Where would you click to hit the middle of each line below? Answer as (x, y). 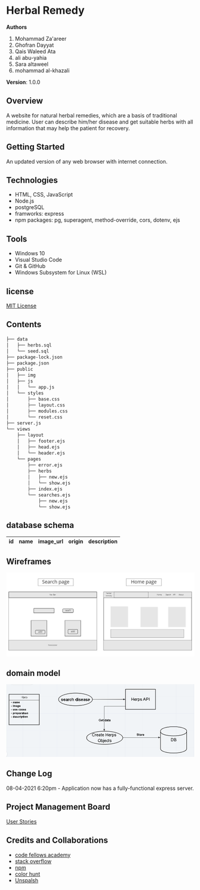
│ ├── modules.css (37, 411)
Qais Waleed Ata (35, 51)
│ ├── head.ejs (39, 447)
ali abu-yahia (31, 58)
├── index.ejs (45, 489)
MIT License (21, 306)
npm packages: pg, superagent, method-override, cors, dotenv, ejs (97, 220)
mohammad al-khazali (42, 70)
